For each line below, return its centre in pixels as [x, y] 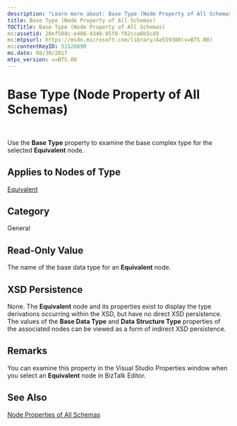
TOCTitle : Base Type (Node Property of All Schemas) [86, 27]
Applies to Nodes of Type [64, 172]
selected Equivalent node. [46, 150]
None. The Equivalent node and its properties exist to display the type [109, 306]
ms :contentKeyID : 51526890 [47, 46]
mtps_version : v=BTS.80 [42, 60]
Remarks [28, 351]
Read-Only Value [45, 250]
